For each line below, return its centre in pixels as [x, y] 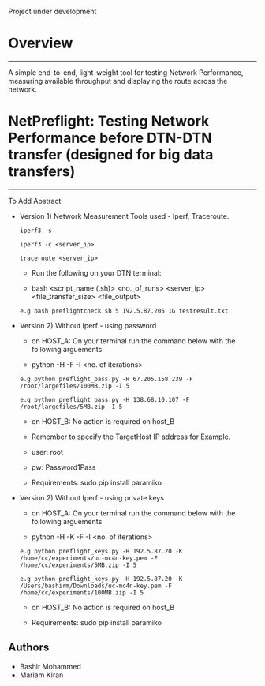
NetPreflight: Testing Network [109, 121]
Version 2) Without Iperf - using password [88, 325]
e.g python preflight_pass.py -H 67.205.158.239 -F [106, 379]
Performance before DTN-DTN [110, 138]
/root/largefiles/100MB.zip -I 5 [75, 386]
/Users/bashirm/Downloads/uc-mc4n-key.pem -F [95, 586]
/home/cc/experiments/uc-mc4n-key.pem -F [88, 558]
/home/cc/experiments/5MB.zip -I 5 [78, 565]
